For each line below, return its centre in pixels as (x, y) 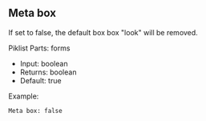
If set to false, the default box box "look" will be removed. (103, 32)
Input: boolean (44, 63)
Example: (24, 96)
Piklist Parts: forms (39, 48)
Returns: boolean (48, 72)
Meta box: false (35, 111)
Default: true (40, 80)
